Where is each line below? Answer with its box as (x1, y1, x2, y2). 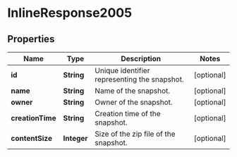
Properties (7, 33, 55, 45)
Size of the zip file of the (95, 129, 176, 139)
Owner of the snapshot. (95, 97, 173, 107)
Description (121, 54, 161, 63)
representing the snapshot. (95, 75, 185, 84)
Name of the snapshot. (95, 86, 171, 96)
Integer (63, 134, 88, 143)
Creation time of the (95, 109, 161, 118)
